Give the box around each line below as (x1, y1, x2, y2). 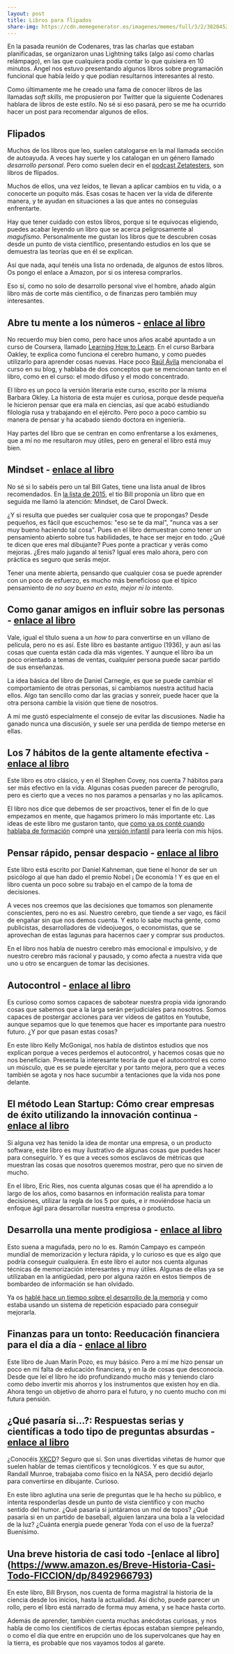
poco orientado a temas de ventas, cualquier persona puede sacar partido (7, 655, 221, 664)
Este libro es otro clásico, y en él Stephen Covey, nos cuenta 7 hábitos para (7, 776, 224, 785)
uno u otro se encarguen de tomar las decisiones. (7, 959, 150, 967)
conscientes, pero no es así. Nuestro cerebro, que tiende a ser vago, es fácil (7, 909, 226, 917)
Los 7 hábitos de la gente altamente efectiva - (7, 747, 210, 759)
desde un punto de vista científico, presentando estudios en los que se (7, 240, 211, 248)
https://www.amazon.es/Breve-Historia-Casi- (10, 1559, 216, 1570)
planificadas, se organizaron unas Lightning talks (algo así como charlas (7, 49, 214, 58)
